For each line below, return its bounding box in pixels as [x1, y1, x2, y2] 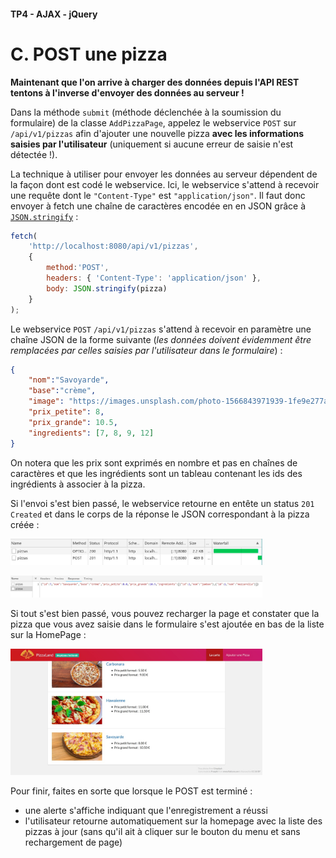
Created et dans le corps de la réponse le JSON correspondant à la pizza [10, 508, 310, 520]
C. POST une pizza [10, 43, 168, 65]
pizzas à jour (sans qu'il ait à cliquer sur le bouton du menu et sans [24, 825, 301, 837]
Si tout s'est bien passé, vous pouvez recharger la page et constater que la [10, 608, 320, 620]
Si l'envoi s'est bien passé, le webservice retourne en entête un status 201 [10, 497, 315, 509]
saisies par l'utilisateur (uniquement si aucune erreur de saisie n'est [10, 138, 294, 150]
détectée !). [10, 148, 58, 160]
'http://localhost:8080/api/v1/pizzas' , [28, 241, 199, 252]
